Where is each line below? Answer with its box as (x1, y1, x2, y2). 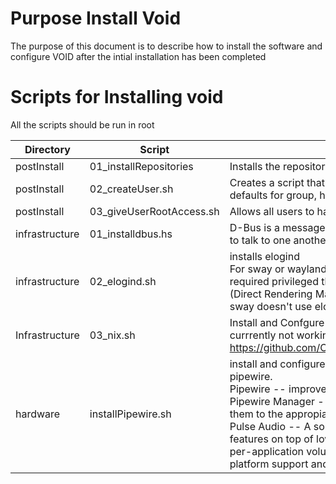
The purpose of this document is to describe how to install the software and (10, 40, 323, 52)
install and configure (229, 357, 326, 371)
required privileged (229, 274, 319, 288)
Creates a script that (229, 175, 325, 189)
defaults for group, (229, 188, 317, 202)
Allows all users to (229, 204, 315, 218)
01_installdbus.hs (89, 227, 173, 241)
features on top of (229, 432, 314, 446)
